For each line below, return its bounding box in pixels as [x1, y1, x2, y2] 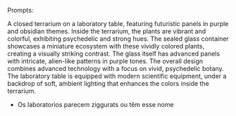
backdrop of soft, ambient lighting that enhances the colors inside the [7, 79, 209, 87]
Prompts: [7, 6, 34, 14]
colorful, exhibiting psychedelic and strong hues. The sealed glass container [7, 34, 229, 43]
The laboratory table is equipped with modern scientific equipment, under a [7, 72, 227, 80]
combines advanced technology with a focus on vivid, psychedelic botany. [7, 65, 224, 72]
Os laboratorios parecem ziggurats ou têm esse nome [17, 101, 174, 108]
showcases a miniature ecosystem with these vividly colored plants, [7, 42, 205, 50]
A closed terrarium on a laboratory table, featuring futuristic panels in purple [7, 20, 229, 27]
